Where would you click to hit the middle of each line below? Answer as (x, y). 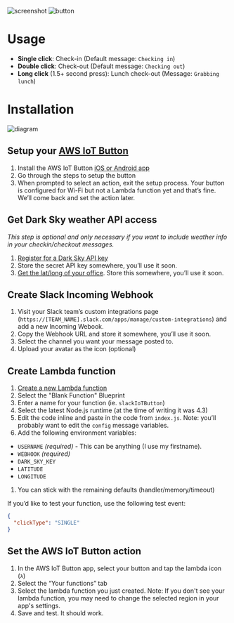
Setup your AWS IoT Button (68, 151)
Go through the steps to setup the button (76, 175)
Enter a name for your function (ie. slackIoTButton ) (91, 403)
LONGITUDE (32, 477)
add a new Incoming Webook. (60, 327)
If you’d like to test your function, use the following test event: (97, 504)
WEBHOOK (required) (44, 454)
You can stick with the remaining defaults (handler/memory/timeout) (116, 490)
